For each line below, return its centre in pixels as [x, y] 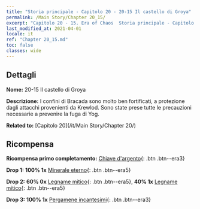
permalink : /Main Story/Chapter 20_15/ [56, 17]
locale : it [20, 34]
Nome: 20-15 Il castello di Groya [46, 89]
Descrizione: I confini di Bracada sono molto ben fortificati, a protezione [96, 101]
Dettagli [21, 75]
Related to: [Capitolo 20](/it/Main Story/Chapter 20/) [71, 125]
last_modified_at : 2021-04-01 [44, 28]
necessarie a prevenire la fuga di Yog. [53, 114]
